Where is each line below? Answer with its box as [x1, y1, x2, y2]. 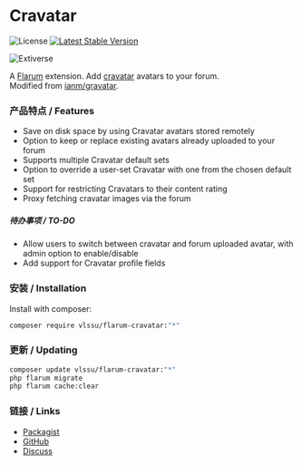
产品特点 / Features [9, 104, 95, 117]
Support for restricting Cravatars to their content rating [22, 183, 229, 195]
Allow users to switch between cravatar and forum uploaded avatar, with [22, 238, 294, 249]
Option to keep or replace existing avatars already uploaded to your [22, 135, 275, 146]
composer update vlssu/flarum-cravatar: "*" [9, 364, 177, 374]
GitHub [22, 436, 50, 447]
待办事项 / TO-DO [9, 215, 75, 226]
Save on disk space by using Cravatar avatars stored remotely [22, 126, 256, 137]
